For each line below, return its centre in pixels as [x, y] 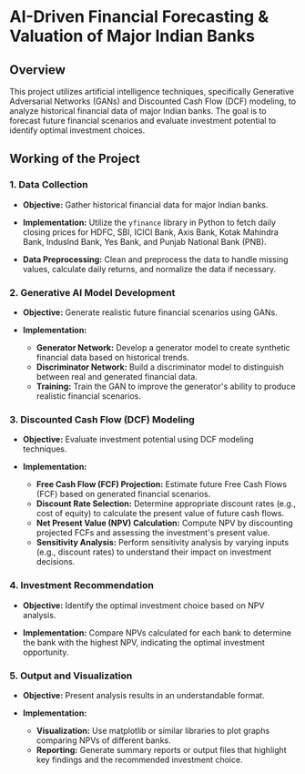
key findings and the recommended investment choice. [139, 759]
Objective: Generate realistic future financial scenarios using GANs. [150, 312]
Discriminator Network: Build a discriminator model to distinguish [160, 367]
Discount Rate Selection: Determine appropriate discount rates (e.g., [166, 504]
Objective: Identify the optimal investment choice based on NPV [143, 605]
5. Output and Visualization [71, 676]
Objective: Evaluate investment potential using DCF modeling [138, 440]
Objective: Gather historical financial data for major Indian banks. [145, 204]
